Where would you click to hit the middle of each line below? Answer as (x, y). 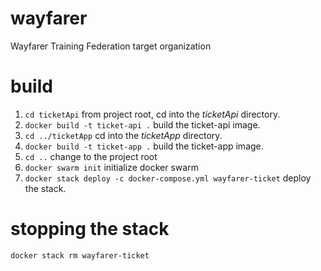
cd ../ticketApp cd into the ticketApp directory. (123, 135)
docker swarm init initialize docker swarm (111, 167)
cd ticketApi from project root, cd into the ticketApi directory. (152, 114)
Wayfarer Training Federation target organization (111, 46)
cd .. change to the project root (91, 156)
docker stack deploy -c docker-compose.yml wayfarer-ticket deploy (168, 178)
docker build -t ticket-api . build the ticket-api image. (142, 124)
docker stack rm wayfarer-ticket (80, 255)
